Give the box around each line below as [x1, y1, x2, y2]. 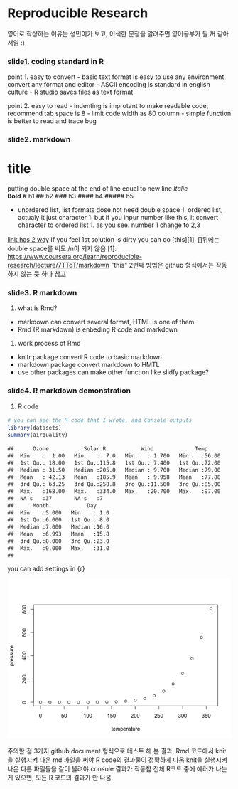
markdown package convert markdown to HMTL [17, 361, 160, 369]
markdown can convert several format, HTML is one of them [17, 318, 195, 327]
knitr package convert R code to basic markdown [17, 353, 162, 361]
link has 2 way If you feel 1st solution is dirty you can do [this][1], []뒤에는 [7, 235, 220, 244]
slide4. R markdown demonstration [7, 386, 131, 396]
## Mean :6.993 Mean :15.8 [7, 531, 110, 538]
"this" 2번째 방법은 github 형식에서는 [111, 261, 215, 270]
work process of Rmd [17, 339, 81, 348]
